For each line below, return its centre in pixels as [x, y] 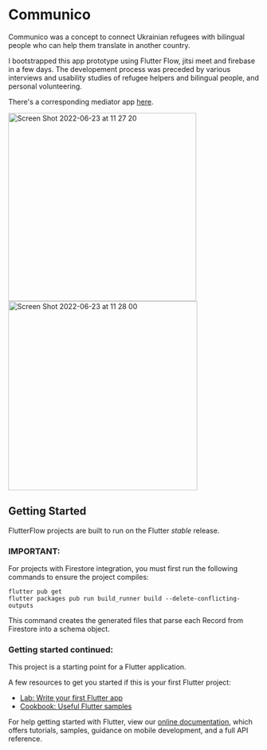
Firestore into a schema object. [59, 629]
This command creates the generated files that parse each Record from [126, 621]
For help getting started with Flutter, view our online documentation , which [131, 722]
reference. [25, 739]
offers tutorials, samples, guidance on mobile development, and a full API [128, 730]
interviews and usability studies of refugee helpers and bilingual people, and [133, 77]
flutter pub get [35, 592]
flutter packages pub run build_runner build [85, 599]
